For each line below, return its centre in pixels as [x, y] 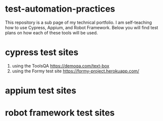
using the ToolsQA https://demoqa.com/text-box [61, 66]
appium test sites [41, 91]
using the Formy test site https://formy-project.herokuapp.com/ [76, 71]
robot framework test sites [60, 113]
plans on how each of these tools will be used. [52, 33]
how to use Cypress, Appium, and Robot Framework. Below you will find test [81, 27]
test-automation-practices [60, 9]
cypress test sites [42, 52]
